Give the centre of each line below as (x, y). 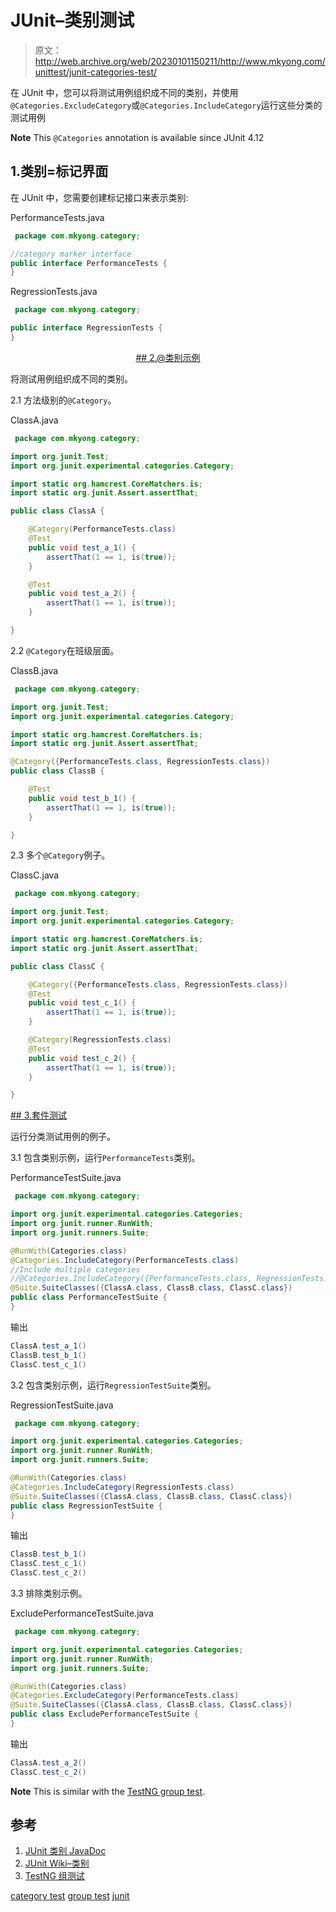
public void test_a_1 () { (82, 547)
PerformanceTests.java (57, 217)
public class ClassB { (57, 771)
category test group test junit (70, 1896)
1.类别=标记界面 (59, 171)
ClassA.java (34, 420)
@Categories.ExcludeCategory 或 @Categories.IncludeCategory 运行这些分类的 (166, 105)
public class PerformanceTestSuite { (89, 1297)
